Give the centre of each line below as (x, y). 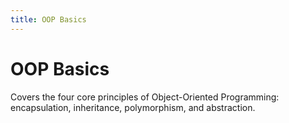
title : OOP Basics (48, 19)
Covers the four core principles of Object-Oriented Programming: (145, 97)
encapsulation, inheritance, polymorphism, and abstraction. (133, 107)
